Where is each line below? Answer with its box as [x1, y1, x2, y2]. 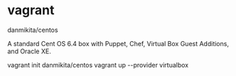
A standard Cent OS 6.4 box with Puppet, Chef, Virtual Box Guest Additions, [7, 39, 230, 48]
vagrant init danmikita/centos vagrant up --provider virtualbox [7, 60, 189, 69]
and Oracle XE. [7, 47, 51, 55]
